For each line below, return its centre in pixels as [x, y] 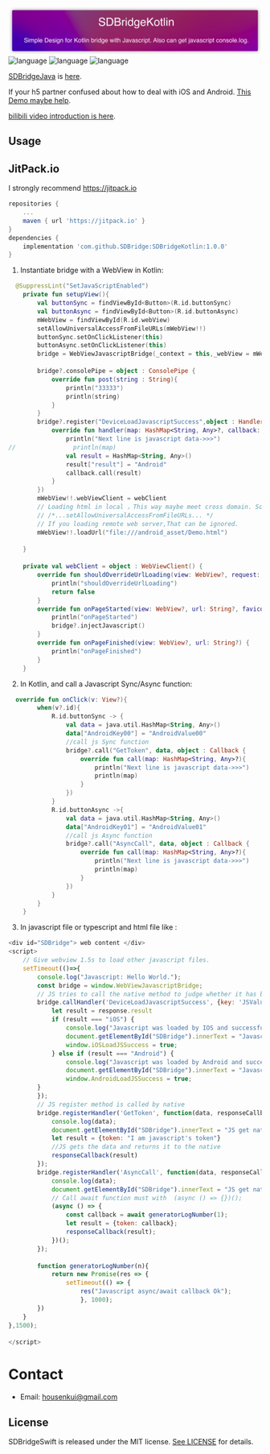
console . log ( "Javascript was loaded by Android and [154, 1062]
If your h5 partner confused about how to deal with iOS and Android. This [130, 92]
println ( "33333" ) [95, 388]
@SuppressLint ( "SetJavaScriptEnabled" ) [82, 286]
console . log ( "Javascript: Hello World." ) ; [109, 977]
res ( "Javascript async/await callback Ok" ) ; [155, 1291]
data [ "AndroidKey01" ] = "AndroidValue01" [136, 827]
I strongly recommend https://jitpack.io [73, 188]
